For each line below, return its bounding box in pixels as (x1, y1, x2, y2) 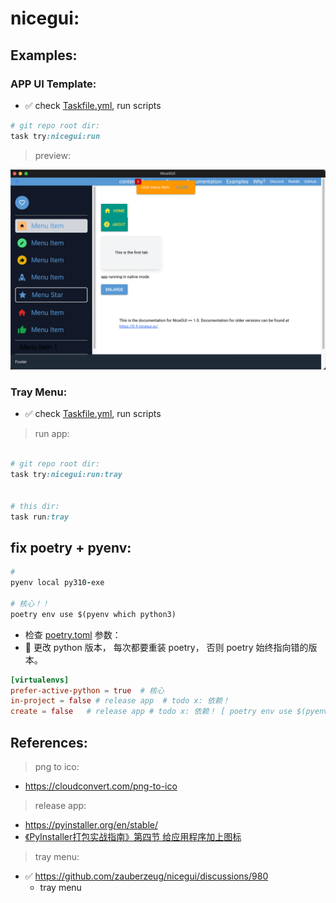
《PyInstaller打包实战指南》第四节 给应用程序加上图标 (24, 830, 242, 842)
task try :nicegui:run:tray (10, 470, 123, 480)
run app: (34, 428, 70, 440)
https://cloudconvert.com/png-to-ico (24, 780, 178, 792)
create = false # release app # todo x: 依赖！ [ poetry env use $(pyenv (10, 707, 329, 717)
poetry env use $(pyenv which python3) (10, 609, 177, 619)
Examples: (10, 47, 78, 64)
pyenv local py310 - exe (10, 578, 105, 588)
